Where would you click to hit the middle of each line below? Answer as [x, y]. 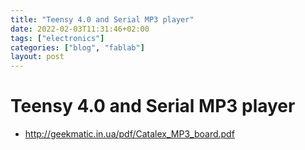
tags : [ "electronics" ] [57, 38]
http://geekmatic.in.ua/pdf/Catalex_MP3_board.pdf [129, 134]
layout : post [37, 57]
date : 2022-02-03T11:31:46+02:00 [80, 29]
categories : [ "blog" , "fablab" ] [77, 47]
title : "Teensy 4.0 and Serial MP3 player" [102, 19]
